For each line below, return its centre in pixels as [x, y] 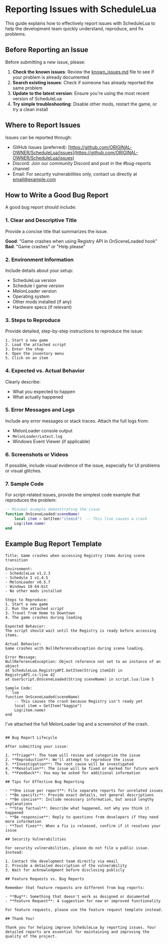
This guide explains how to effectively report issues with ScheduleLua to [80, 23]
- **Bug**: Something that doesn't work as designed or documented [77, 897]
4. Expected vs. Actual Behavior [45, 371]
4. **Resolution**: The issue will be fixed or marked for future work [82, 768]
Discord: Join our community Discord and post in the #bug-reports [82, 163]
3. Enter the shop [24, 349]
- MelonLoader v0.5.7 [28, 582]
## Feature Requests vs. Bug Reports [45, 879]
